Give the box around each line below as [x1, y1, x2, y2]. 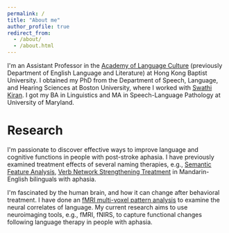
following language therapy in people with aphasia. [7, 218, 153, 226]
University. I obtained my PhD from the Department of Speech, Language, [7, 76, 219, 84]
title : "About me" [7, 17, 60, 24]
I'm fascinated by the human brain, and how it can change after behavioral [7, 188, 220, 196]
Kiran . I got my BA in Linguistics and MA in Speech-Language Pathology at [7, 91, 221, 99]
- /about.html [13, 42, 54, 49]
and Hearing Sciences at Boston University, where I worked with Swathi [7, 84, 212, 92]
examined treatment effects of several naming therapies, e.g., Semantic [7, 160, 212, 169]
